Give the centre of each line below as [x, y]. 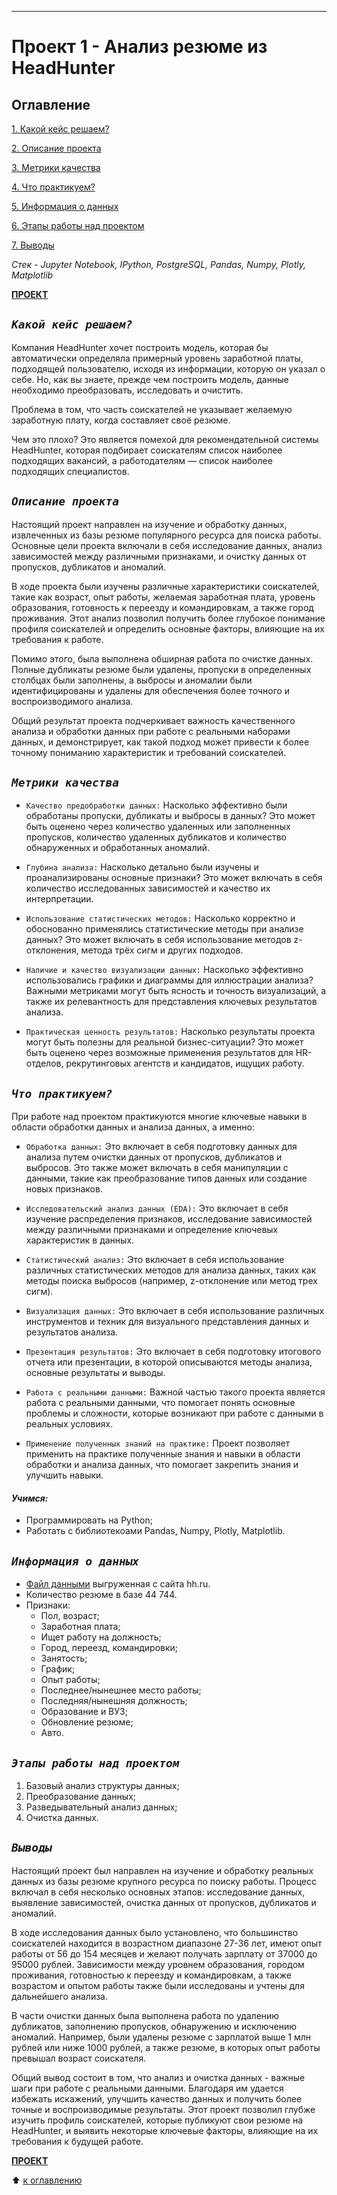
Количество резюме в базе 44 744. [101, 1595]
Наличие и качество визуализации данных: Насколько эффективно [164, 970]
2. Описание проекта [56, 148]
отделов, [44, 1063]
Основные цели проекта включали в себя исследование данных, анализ [167, 545]
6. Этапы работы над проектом [78, 225]
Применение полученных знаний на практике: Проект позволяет [158, 1443]
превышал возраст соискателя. [79, 2058]
